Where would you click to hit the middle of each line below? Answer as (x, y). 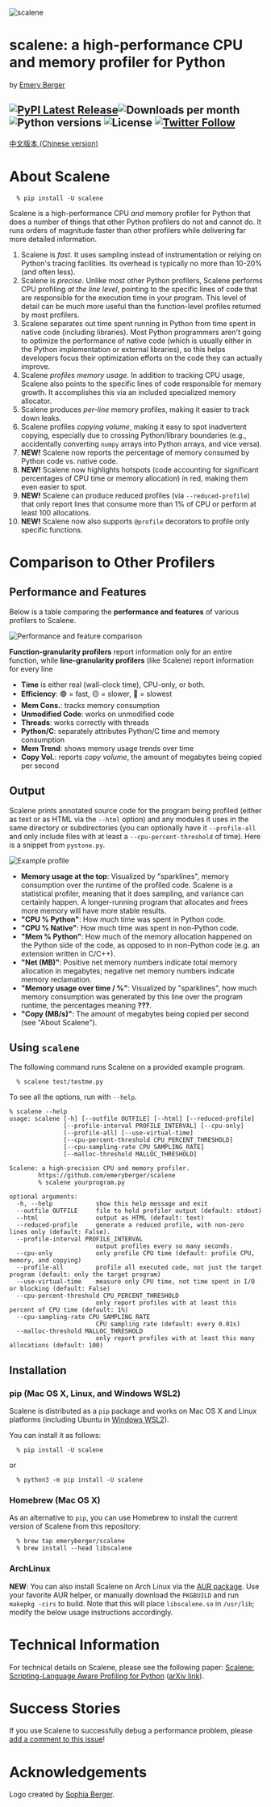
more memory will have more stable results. (94, 910)
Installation (38, 1370)
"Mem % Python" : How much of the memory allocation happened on (136, 936)
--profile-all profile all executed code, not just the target (140, 1268)
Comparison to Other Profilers (112, 562)
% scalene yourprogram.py (82, 1183)
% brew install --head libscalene (74, 1548)
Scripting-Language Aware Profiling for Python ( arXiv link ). (107, 1676)
